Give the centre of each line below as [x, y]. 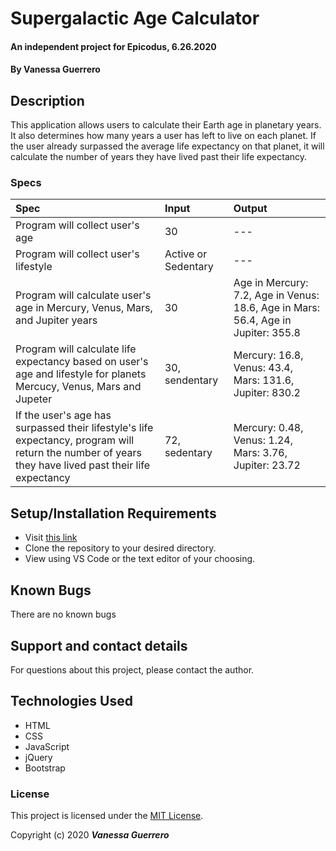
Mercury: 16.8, [268, 355]
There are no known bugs [63, 614]
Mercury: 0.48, [268, 428]
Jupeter [34, 399]
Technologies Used [71, 701]
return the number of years [78, 453]
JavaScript [47, 746]
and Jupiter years [56, 320]
